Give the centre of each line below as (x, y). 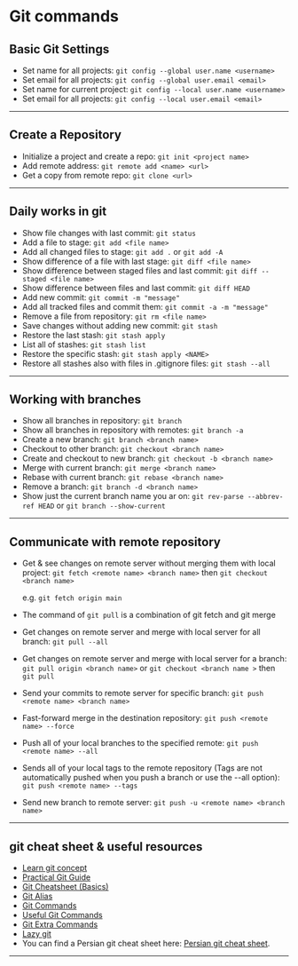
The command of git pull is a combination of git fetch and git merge (149, 615)
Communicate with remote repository (115, 542)
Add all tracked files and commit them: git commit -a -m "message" (145, 306)
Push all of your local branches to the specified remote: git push (140, 743)
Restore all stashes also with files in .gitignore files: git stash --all (146, 363)
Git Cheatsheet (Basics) (65, 887)
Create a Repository (66, 135)
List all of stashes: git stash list (84, 344)
